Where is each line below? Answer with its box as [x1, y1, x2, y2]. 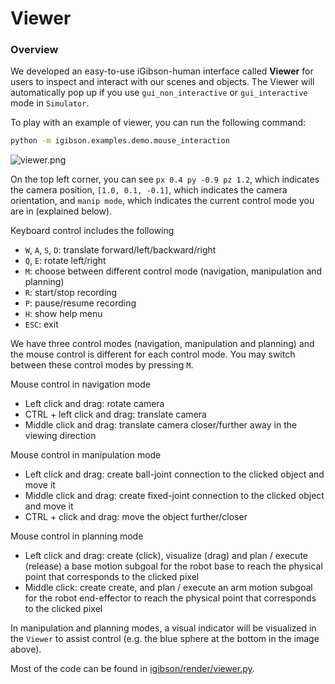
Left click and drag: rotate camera [24, 398, 165, 410]
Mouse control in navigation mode [10, 378, 152, 391]
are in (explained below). [10, 205, 113, 217]
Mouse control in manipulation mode [10, 449, 162, 461]
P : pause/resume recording [24, 297, 137, 309]
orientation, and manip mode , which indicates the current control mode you [10, 195, 315, 207]
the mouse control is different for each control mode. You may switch [10, 348, 296, 361]
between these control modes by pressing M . [10, 359, 194, 371]
